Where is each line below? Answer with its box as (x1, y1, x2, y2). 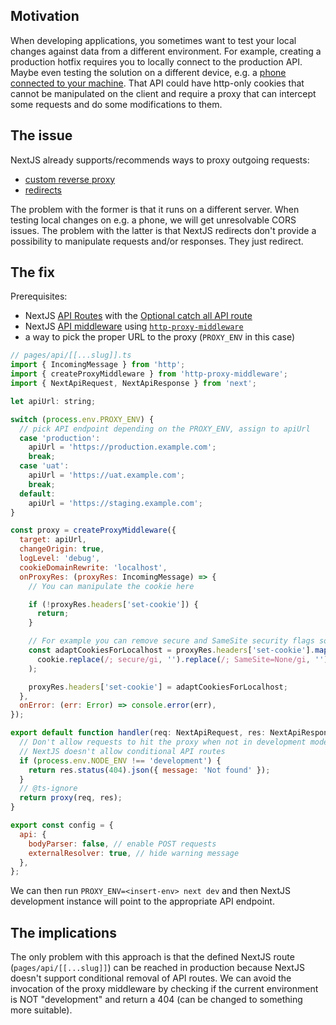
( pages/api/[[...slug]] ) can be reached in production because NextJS (10, 962, 305, 974)
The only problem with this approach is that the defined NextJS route (10, 951, 295, 963)
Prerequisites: (10, 290, 68, 303)
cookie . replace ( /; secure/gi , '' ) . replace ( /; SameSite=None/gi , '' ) (36, 654, 329, 664)
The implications (10, 924, 117, 941)
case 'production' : (19, 433, 101, 443)
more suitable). (10, 1004, 73, 1016)
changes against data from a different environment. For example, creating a (10, 45, 322, 57)
